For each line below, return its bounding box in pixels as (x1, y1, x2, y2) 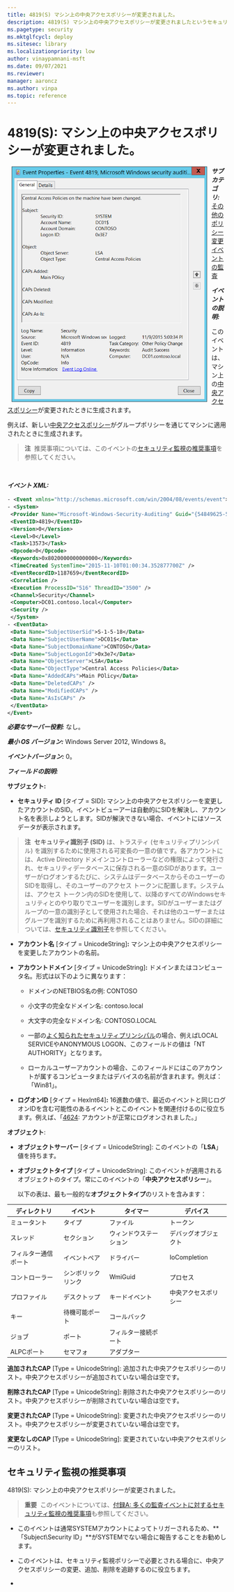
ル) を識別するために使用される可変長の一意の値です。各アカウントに (24, 847, 224, 855)
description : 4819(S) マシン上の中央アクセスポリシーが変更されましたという (7, 18, 208, 26)
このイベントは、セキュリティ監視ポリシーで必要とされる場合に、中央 (17, 1556, 218, 1565)
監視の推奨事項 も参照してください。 (48, 1510, 153, 1518)
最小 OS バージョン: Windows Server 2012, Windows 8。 (7, 738, 170, 746)
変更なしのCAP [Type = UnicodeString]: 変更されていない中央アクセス (7, 1435, 208, 1443)
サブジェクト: (7, 782, 47, 791)
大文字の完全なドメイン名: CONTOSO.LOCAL (27, 1017, 157, 1025)
